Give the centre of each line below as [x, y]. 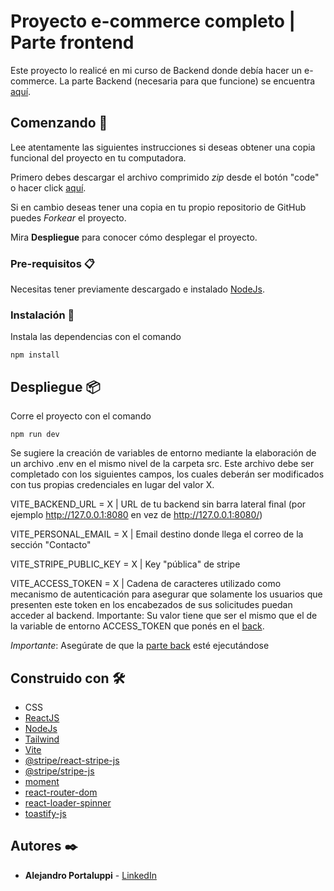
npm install [35, 355]
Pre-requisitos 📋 [52, 263]
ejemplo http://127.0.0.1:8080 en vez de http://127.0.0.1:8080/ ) [136, 515]
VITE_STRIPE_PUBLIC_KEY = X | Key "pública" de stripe [125, 564]
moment [42, 781]
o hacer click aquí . [48, 187]
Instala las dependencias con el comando [96, 337]
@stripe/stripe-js [59, 771]
